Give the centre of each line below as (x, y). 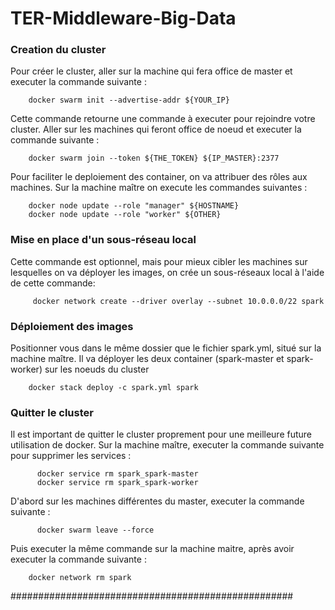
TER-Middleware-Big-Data (123, 18)
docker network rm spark (80, 578)
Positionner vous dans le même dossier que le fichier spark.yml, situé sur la (166, 348)
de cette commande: (53, 283)
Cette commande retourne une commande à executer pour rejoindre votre (163, 119)
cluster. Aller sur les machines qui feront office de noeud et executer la (156, 129)
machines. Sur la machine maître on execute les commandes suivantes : (159, 188)
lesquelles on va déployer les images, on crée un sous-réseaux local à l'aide (167, 272)
